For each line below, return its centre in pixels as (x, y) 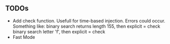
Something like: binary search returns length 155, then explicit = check (86, 26)
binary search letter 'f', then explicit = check (59, 31)
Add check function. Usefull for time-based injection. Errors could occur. (89, 20)
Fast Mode (24, 37)
